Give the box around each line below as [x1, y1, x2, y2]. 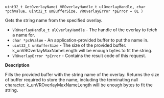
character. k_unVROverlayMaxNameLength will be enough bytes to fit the [5, 82, 153, 88]
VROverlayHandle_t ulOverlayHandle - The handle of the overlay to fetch [12, 27, 158, 33]
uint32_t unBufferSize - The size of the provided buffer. [12, 42, 126, 48]
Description [5, 62, 30, 68]
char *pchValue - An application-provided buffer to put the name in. [12, 37, 149, 43]
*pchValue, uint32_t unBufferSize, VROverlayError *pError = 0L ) [5, 9, 143, 14]
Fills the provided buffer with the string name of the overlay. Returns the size [5, 72, 160, 78]
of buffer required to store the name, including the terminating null [5, 77, 139, 82]
